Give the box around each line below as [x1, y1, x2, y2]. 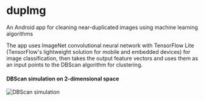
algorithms [6, 30, 33, 37]
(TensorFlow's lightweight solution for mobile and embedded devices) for [6, 48, 191, 55]
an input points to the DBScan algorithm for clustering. [6, 61, 143, 68]
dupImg [6, 4, 46, 18]
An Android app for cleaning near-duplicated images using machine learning [6, 24, 199, 31]
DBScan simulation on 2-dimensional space [6, 75, 119, 82]
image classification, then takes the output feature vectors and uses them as [6, 54, 199, 62]
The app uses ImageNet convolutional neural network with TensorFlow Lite [6, 42, 194, 49]
